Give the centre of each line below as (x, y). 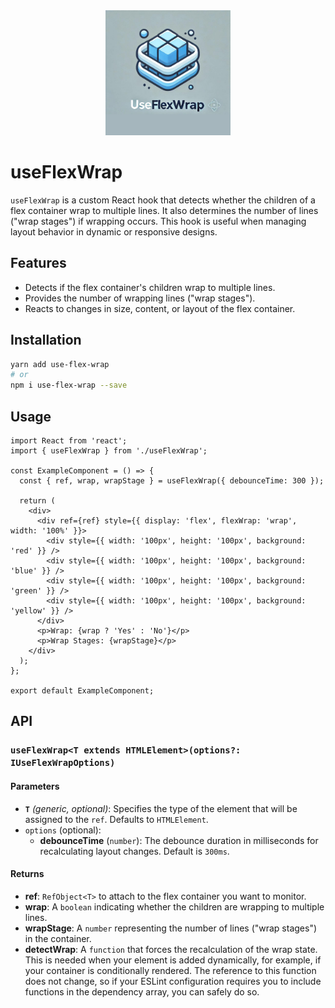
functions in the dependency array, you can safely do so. (142, 991)
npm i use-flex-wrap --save (69, 385)
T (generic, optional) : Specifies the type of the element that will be (161, 808)
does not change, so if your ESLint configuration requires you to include (173, 981)
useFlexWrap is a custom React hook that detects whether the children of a (163, 200)
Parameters (35, 786)
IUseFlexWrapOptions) (63, 763)
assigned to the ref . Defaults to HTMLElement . (116, 819)
